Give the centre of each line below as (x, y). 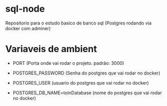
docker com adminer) (28, 28)
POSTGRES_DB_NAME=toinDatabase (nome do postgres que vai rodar (87, 93)
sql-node (25, 9)
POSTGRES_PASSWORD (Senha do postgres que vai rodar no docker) (86, 73)
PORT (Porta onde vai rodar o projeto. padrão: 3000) (68, 63)
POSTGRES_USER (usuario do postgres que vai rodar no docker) (81, 83)
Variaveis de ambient (51, 49)
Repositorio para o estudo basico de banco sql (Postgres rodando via (79, 23)
